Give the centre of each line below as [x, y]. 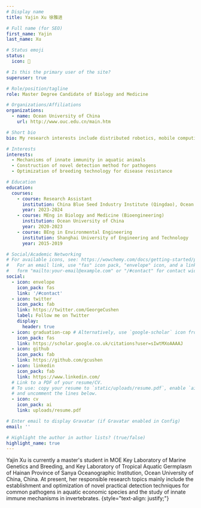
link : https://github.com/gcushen [60, 360]
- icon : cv [25, 399]
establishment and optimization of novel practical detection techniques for [98, 486]
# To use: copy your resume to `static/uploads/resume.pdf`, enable [99, 388]
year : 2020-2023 [42, 227]
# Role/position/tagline [37, 88]
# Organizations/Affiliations [44, 105]
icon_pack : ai [34, 405]
